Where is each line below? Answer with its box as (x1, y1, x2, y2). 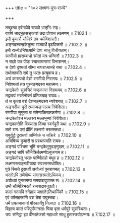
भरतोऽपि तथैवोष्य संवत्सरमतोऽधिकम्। (5, 172, 65, 178)
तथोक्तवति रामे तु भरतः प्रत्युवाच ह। (5, 70, 61, 76)
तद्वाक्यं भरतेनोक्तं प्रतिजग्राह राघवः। (5, 93, 61, 98)
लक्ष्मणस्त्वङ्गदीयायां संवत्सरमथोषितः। (5, 161, 65, 166)
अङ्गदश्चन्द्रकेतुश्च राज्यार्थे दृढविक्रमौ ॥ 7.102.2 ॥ (5, 42, 87, 47)
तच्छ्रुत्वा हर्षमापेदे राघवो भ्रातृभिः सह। (5, 25, 62, 30)
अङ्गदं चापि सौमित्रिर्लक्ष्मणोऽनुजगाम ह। (5, 149, 67, 155)
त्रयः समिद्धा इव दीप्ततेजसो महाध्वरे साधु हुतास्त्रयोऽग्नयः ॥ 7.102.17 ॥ (5, 211, 115, 217)
